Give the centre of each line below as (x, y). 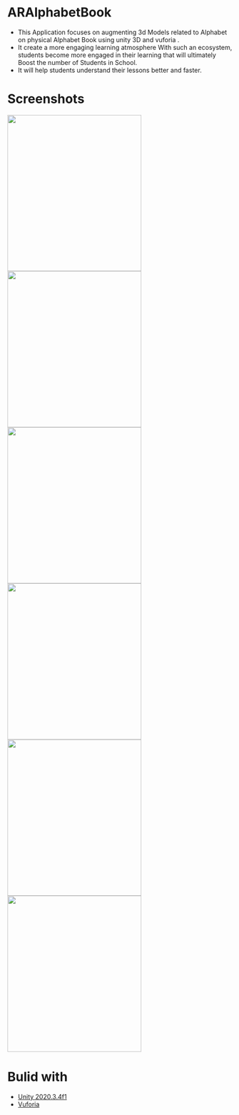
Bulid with (37, 1077)
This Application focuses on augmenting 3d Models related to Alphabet (122, 32)
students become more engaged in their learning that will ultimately (117, 55)
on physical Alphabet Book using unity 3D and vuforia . (98, 39)
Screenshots (46, 99)
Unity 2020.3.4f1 (42, 1096)
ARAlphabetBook (60, 12)
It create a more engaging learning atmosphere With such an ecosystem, (125, 47)
